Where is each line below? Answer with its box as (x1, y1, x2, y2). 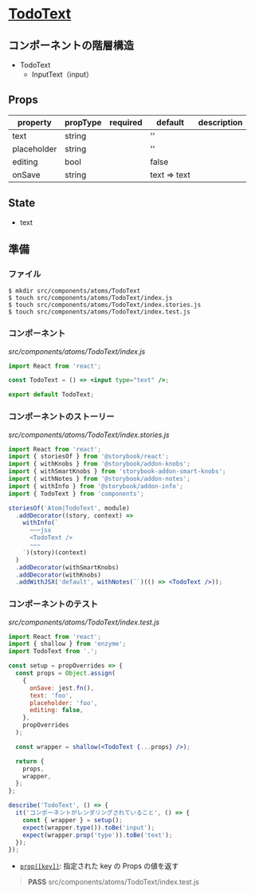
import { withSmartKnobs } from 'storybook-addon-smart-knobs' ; (8, 467, 226, 475)
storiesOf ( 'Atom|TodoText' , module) (8, 504, 130, 512)
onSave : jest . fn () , (29, 683, 94, 692)
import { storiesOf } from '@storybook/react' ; (8, 452, 170, 461)
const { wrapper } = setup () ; (22, 816, 124, 824)
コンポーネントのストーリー (8, 412, 115, 423)
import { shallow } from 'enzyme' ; (8, 640, 127, 648)
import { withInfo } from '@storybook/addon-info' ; (8, 482, 183, 490)
